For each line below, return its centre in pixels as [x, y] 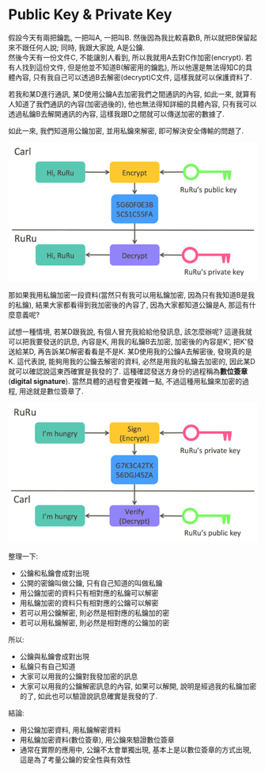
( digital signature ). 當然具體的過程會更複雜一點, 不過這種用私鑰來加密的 [125, 381]
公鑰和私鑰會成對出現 [54, 574]
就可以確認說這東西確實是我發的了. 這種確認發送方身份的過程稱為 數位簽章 [128, 371]
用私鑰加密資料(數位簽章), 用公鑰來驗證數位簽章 [97, 740]
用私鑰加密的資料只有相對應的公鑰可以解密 [89, 603]
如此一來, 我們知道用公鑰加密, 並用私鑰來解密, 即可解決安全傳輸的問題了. [126, 131]
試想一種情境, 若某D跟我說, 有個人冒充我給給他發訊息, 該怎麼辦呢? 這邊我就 [131, 332]
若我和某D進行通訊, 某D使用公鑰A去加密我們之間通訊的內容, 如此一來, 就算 [129, 94]
